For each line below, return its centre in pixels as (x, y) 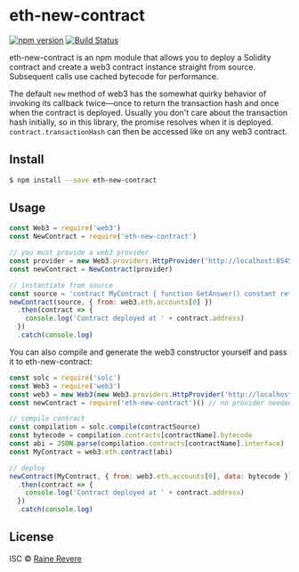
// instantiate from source (61, 285)
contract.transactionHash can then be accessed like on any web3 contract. (148, 131)
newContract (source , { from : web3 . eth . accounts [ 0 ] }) (111, 302)
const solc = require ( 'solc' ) (65, 378)
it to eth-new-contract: (51, 361)
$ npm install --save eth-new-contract (83, 180)
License (32, 537)
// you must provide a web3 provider (79, 253)
